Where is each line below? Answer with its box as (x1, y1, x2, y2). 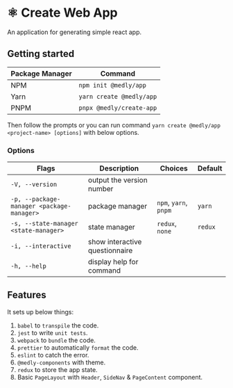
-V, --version (10, 181, 58, 188)
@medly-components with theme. (17, 358, 106, 366)
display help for (87, 257, 139, 267)
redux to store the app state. (17, 365, 98, 373)
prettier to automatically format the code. (17, 343, 139, 352)
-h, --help (10, 262, 46, 270)
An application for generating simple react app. (7, 28, 142, 36)
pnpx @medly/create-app (78, 104, 157, 112)
